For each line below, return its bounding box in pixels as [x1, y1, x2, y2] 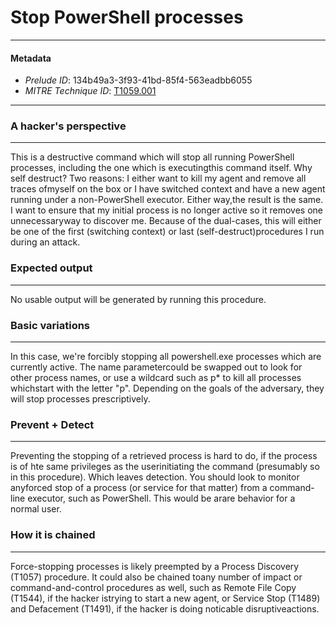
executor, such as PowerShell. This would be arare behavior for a [27, 492, 296, 505]
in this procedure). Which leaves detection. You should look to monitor [10, 471, 300, 483]
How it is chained [10, 528, 96, 542]
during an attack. [10, 236, 81, 248]
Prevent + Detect [10, 417, 95, 431]
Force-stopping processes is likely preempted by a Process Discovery [10, 560, 300, 572]
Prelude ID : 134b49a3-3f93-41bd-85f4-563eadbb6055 [24, 74, 253, 86]
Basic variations [10, 318, 91, 332]
